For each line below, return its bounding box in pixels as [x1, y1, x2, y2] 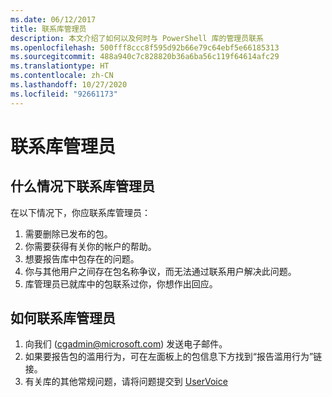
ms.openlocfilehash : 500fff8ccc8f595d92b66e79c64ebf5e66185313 [10, 42, 280, 53]
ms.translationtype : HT [10, 61, 110, 71]
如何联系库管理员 [10, 310, 116, 327]
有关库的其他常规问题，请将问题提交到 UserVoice [24, 376, 228, 388]
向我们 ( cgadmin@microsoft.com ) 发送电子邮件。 [24, 338, 228, 350]
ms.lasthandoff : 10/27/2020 [10, 80, 128, 90]
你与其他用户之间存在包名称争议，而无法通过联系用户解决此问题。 [24, 265, 297, 277]
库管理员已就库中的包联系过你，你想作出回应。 [24, 277, 218, 290]
